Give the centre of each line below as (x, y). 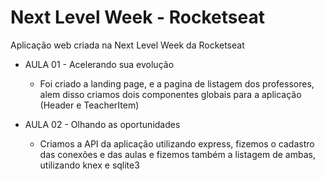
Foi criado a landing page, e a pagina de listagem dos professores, (177, 83)
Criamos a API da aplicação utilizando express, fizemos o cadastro (177, 143)
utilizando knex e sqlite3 (89, 165)
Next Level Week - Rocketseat (137, 17)
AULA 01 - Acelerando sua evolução (99, 64)
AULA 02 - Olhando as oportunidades (102, 124)
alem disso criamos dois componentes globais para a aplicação (170, 94)
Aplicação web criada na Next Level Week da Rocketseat (127, 45)
